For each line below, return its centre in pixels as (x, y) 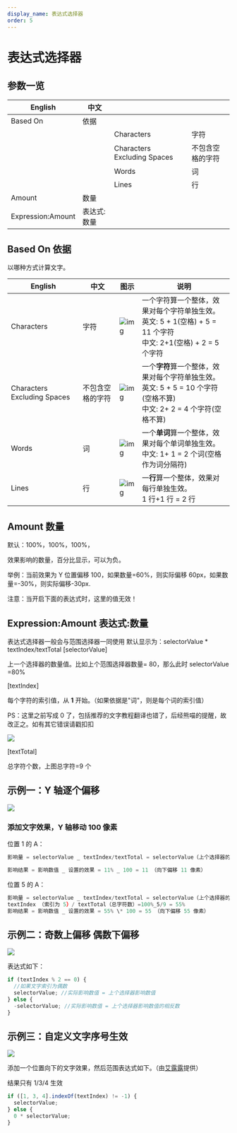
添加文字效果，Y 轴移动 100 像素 (62, 827)
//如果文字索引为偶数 (41, 987)
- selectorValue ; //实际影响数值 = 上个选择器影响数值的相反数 (97, 1006)
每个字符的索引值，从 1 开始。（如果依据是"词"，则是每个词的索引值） (108, 700)
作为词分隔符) (165, 465)
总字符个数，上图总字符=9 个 (49, 766)
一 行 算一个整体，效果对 (181, 478)
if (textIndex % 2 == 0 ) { (47, 980)
